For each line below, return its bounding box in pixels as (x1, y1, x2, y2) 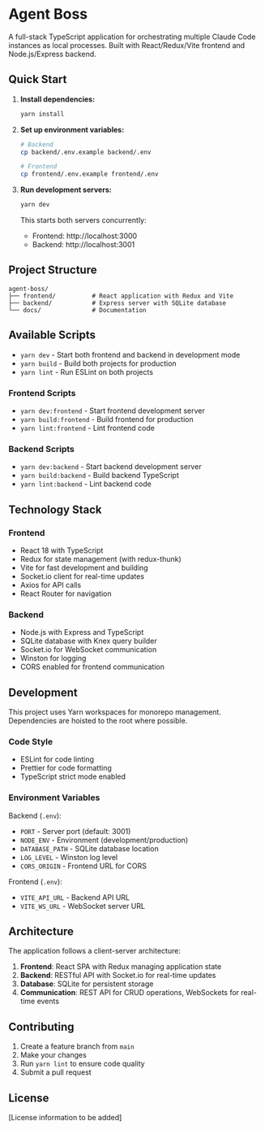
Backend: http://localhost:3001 (32, 240, 135, 249)
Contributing (8, 1019, 75, 1033)
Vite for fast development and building (19, 563, 148, 572)
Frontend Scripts (8, 387, 76, 398)
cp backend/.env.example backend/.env (19, 148, 152, 156)
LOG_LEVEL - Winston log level (19, 852, 118, 862)
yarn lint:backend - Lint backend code (19, 479, 152, 489)
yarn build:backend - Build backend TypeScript (19, 471, 180, 480)
